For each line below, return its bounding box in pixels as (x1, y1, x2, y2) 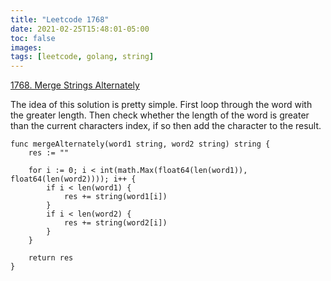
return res (28, 253, 74, 263)
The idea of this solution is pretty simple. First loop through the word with (10, 99, 313, 111)
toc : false (10, 33, 56, 43)
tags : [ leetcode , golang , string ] (10, 52, 155, 62)
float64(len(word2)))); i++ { (10, 174, 137, 185)
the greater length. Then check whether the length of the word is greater (10, 109, 310, 121)
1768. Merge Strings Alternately (10, 79, 140, 91)
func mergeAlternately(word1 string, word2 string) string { (10, 139, 271, 150)
